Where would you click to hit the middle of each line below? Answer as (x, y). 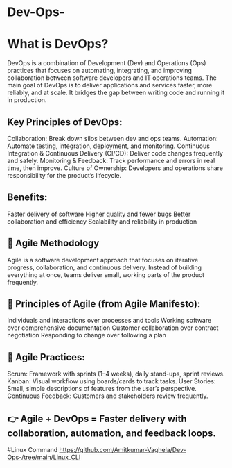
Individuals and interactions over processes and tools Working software (109, 321)
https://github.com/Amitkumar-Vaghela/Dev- (123, 450)
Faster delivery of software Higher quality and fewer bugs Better (99, 214)
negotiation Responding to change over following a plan (87, 335)
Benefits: (27, 198)
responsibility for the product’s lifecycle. (64, 175)
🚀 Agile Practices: (46, 357)
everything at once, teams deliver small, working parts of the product (106, 274)
